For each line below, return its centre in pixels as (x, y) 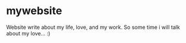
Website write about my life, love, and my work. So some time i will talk (93, 27)
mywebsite (34, 11)
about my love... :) (28, 33)
